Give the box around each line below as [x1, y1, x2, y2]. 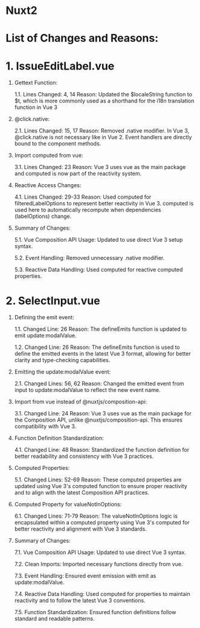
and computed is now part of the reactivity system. [14, 170, 142, 177]
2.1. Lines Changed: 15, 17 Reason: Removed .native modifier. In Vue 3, [14, 127, 190, 134]
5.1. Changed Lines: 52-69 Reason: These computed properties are [14, 476, 182, 483]
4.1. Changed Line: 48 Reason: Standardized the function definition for [14, 446, 190, 454]
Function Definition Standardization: [14, 434, 104, 442]
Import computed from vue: [14, 152, 83, 159]
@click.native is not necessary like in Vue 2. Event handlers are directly [14, 134, 192, 141]
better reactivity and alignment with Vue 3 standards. [14, 525, 147, 533]
